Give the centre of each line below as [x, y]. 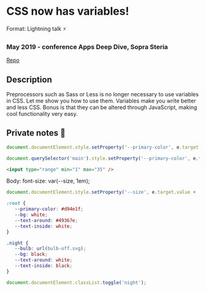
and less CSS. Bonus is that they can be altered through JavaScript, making [102, 107]
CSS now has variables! [68, 11]
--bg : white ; [31, 215]
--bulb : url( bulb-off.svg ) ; [50, 249]
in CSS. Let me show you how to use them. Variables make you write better [101, 101]
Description [29, 79]
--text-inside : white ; [43, 226]
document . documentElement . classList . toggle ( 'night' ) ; [77, 282]
